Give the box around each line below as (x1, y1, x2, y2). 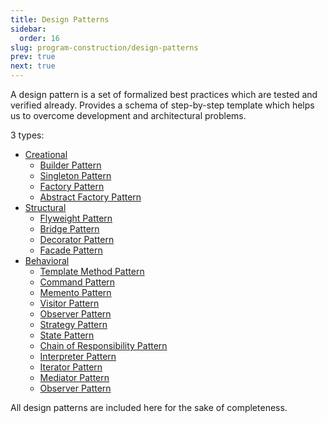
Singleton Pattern (39, 170, 112, 181)
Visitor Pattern (39, 297, 100, 309)
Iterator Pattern (39, 361, 103, 373)
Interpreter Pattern (39, 351, 117, 362)
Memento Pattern (39, 287, 112, 298)
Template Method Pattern (39, 266, 145, 277)
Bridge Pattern (39, 223, 100, 235)
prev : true (10, 52, 56, 62)
